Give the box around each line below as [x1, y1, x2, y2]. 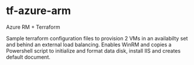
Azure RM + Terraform [6, 23, 60, 30]
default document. [6, 53, 51, 60]
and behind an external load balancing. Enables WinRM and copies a [6, 41, 172, 48]
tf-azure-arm [6, 4, 72, 18]
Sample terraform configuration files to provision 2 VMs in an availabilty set [6, 35, 188, 42]
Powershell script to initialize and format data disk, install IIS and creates [6, 47, 181, 54]
